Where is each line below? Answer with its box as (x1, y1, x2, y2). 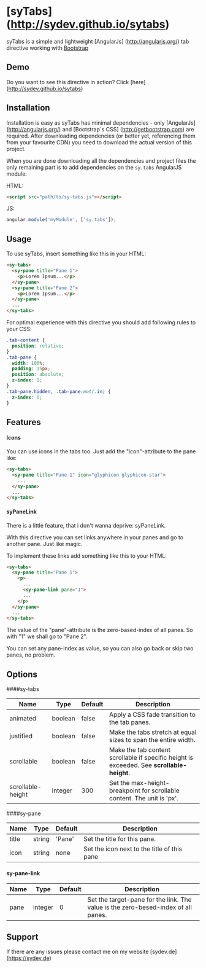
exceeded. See (109, 761, 152, 770)
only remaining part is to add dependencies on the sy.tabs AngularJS (6, 163, 182, 171)
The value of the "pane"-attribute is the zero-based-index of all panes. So (6, 626, 193, 634)
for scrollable (142, 786, 180, 795)
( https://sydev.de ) (6, 954, 52, 962)
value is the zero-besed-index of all (87, 903, 192, 911)
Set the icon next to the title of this (83, 845, 183, 853)
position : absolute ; (12, 372, 64, 378)
